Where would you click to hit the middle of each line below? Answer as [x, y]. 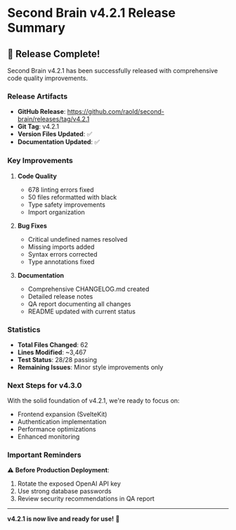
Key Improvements [40, 161]
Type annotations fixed [61, 261]
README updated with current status [81, 311]
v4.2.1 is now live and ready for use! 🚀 [64, 519]
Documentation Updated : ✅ [59, 142]
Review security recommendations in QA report [86, 499]
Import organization [57, 212]
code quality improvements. [47, 78]
